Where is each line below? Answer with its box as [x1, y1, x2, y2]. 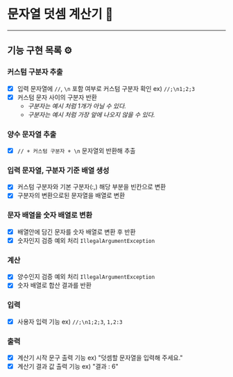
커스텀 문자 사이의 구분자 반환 [17, 93, 97, 101]
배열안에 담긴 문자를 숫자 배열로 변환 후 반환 [17, 227, 137, 236]
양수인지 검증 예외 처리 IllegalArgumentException [17, 272, 155, 281]
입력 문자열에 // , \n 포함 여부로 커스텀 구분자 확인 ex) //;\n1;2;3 [17, 84, 196, 92]
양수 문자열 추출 [7, 129, 57, 139]
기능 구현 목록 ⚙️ [7, 44, 73, 56]
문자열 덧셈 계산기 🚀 [7, 6, 114, 22]
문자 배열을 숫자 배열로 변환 [7, 210, 93, 220]
